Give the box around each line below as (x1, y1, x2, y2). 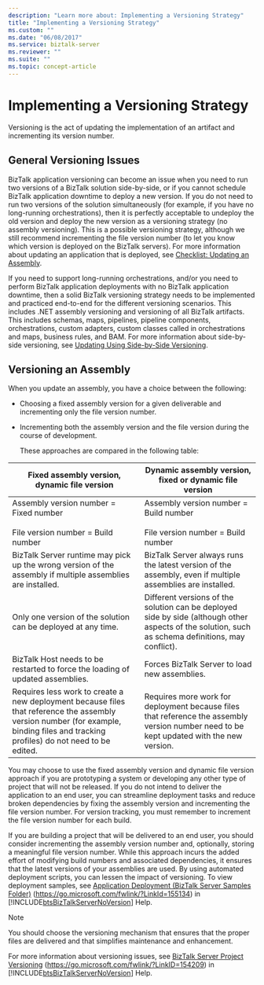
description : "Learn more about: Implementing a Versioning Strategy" (8, 11, 244, 20)
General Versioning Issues (8, 154, 140, 167)
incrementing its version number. (8, 130, 115, 140)
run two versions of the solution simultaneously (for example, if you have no (8, 200, 254, 209)
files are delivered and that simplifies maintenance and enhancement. (8, 936, 233, 946)
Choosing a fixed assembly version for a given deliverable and (19, 399, 222, 409)
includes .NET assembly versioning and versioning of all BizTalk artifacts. (8, 307, 245, 316)
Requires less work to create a (12, 686, 124, 697)
